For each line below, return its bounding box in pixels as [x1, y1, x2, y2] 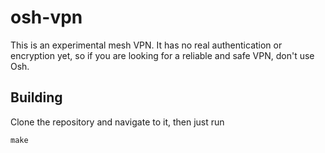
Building [10, 89, 63, 106]
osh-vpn [10, 6, 83, 29]
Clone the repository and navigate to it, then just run [10, 116, 225, 128]
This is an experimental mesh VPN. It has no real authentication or [10, 39, 283, 51]
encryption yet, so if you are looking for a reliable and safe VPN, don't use [10, 49, 315, 61]
